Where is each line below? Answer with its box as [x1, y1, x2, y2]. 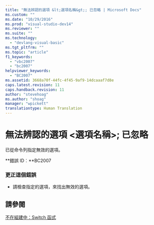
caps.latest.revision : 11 [5, 82, 60, 87]
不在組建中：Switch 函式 [5, 214, 57, 220]
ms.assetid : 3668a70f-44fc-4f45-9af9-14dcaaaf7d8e [5, 78, 114, 83]
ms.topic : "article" [5, 49, 49, 54]
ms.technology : [5, 36, 37, 41]
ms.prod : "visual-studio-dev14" [5, 21, 73, 27]
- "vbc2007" [10, 59, 35, 64]
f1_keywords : [5, 54, 33, 60]
